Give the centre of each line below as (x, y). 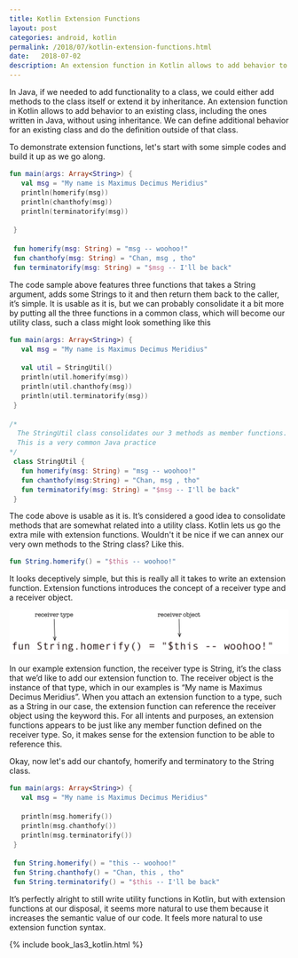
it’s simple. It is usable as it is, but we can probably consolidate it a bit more (147, 303)
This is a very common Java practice (87, 443)
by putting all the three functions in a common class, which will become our (147, 313)
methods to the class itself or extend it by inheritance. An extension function (149, 101)
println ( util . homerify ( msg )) (74, 378)
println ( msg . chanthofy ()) (69, 826)
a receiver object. (41, 598)
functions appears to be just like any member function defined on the (136, 725)
